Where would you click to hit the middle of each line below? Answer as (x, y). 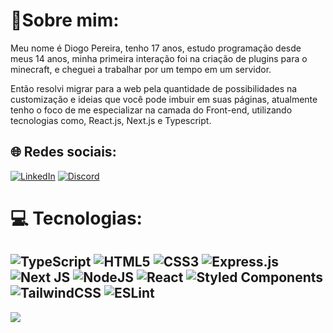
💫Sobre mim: (65, 20)
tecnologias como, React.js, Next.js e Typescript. (111, 120)
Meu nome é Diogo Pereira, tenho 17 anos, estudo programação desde (156, 48)
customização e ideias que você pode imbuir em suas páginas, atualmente (164, 99)
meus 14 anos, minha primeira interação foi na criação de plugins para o (159, 58)
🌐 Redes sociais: (63, 152)
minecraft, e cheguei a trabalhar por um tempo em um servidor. (141, 69)
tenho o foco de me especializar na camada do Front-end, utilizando (151, 110)
